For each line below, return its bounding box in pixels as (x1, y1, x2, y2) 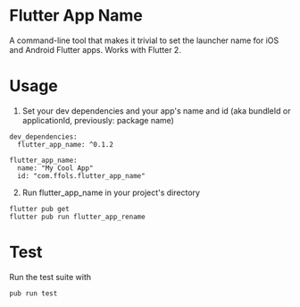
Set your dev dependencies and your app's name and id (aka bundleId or (21, 105, 291, 116)
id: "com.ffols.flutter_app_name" (17, 171, 146, 180)
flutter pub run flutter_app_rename (9, 212, 146, 221)
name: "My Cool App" (17, 163, 94, 173)
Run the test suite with (9, 271, 92, 282)
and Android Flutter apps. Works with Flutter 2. (9, 44, 181, 55)
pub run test (9, 288, 58, 298)
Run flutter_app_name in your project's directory (21, 187, 201, 198)
